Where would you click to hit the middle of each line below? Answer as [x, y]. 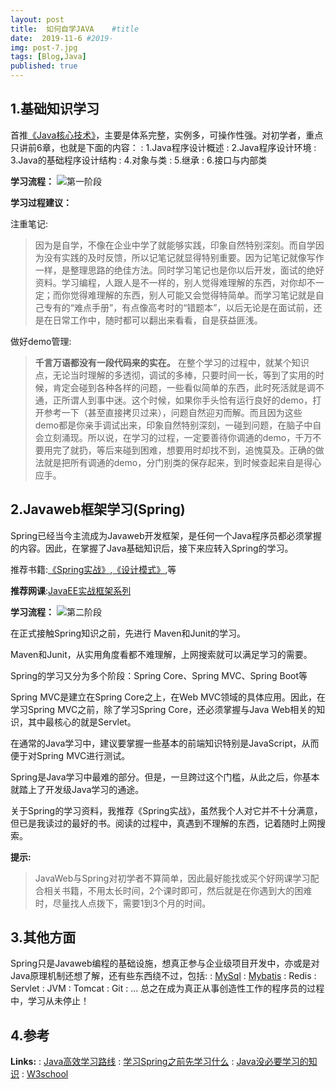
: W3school [45, 1074]
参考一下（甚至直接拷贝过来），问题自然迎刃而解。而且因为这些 [173, 412]
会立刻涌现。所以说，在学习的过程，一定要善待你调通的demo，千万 [173, 437]
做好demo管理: [41, 341]
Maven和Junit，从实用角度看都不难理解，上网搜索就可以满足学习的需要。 [161, 654]
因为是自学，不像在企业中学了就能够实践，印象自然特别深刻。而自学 [175, 245]
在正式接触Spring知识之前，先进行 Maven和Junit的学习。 [128, 633]
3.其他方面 [43, 937]
